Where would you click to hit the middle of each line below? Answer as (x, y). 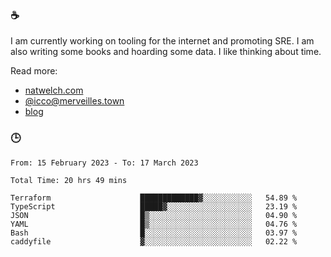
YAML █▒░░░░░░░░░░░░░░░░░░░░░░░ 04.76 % (154, 224)
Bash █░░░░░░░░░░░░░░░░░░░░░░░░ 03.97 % (154, 233)
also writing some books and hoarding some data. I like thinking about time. (166, 52)
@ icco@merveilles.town (74, 101)
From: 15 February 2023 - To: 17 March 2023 (104, 163)
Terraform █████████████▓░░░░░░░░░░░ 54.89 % (154, 198)
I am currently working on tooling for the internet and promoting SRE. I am (162, 41)
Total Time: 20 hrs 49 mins (69, 180)
